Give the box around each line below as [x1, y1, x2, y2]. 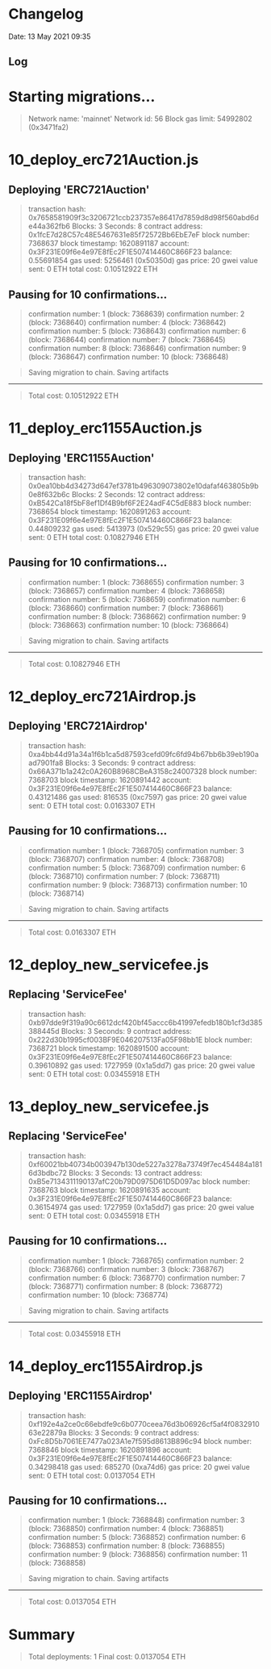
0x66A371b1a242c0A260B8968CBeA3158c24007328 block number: [27, 766, 257, 776]
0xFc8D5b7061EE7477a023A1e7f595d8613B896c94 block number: [27, 1436, 252, 1445]
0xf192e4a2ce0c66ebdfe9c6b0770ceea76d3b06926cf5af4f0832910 [27, 1419, 260, 1428]
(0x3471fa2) [27, 123, 69, 132]
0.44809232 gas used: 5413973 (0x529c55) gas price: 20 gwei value [27, 524, 260, 533]
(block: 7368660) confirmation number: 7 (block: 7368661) [27, 603, 224, 613]
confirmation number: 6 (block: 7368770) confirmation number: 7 [27, 1273, 246, 1282]
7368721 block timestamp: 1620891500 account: [27, 1043, 190, 1053]
